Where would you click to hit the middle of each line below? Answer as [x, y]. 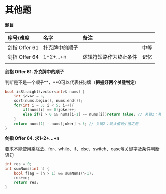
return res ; [26, 183]
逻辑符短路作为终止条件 [110, 57]
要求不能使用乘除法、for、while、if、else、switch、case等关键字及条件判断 [82, 149]
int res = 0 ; [19, 164]
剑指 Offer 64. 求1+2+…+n [32, 138]
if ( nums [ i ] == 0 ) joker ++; [50, 110]
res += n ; [22, 178]
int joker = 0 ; [30, 96]
